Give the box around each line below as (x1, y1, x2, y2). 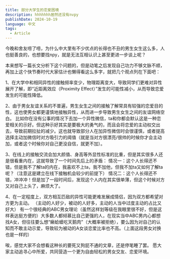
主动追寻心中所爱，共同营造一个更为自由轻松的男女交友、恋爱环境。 (9, 248, 152, 254)
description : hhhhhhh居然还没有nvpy (5, 12, 79, 17)
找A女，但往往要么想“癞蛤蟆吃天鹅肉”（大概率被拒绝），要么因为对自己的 (5, 219, 156, 225)
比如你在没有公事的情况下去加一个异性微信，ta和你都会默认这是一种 (15, 116, 157, 121)
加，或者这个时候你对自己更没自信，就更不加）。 (5, 141, 105, 146)
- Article (10, 31, 30, 36)
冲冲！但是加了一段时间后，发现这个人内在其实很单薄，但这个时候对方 (18, 177, 165, 182)
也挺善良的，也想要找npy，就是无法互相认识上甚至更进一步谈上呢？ (5, 51, 146, 58)
